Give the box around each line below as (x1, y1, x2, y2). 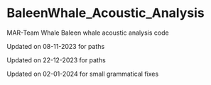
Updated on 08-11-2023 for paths (6, 42, 105, 50)
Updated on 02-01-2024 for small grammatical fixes (6, 69, 159, 78)
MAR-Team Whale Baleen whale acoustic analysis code (6, 28, 169, 37)
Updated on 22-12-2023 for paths (6, 55, 106, 64)
